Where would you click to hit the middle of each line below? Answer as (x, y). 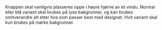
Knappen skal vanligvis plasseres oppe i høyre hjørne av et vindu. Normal (80, 7)
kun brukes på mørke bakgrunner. (40, 22)
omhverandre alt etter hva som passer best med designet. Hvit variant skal (81, 17)
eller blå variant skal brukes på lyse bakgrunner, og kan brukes (69, 12)
